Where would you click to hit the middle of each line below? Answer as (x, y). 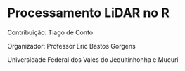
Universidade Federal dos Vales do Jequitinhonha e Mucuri (93, 59)
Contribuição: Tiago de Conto (50, 32)
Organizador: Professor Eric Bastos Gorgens (71, 46)
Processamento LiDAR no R (89, 13)
